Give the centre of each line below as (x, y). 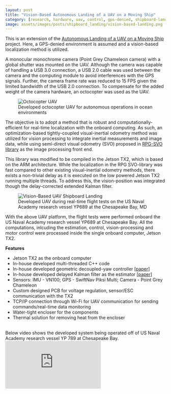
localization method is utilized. (37, 49)
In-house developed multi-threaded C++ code (61, 264)
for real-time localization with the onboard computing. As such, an (93, 128)
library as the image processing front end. (49, 149)
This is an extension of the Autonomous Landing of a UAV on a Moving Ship (85, 39)
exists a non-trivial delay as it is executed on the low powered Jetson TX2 (83, 176)
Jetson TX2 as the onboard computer (52, 258)
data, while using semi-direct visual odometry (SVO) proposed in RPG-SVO (84, 144)
